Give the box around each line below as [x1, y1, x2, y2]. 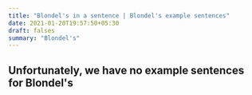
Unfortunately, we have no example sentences [8, 63, 245, 77]
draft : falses [8, 26, 56, 34]
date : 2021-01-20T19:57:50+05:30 [8, 19, 120, 27]
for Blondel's [8, 76, 73, 89]
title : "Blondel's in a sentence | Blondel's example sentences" [8, 11, 230, 20]
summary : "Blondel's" [8, 34, 81, 42]
